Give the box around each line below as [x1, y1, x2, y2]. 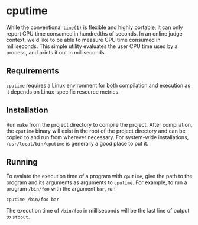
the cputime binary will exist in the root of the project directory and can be [6, 127, 186, 134]
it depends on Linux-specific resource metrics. [6, 88, 120, 95]
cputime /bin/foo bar [6, 197, 60, 202]
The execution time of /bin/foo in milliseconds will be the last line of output [6, 207, 190, 214]
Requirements [6, 66, 59, 76]
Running [6, 157, 38, 167]
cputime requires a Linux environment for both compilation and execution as [6, 82, 191, 89]
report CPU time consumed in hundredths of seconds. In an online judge [6, 30, 183, 37]
